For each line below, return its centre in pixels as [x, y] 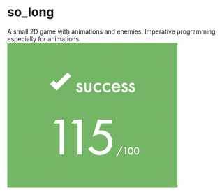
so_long [31, 12]
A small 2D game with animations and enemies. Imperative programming [111, 31]
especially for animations [43, 38]
